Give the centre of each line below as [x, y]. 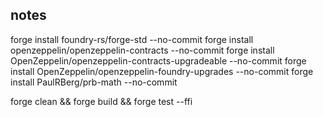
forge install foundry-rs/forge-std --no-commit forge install [132, 39]
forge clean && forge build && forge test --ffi [101, 101]
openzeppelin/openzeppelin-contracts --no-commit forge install [142, 50]
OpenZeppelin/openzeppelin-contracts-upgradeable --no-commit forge [158, 60]
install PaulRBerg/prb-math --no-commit [94, 82]
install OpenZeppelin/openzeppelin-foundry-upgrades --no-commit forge [162, 71]
